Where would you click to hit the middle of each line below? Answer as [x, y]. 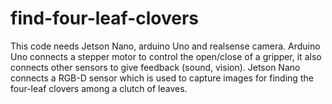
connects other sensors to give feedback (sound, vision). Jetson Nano [155, 67]
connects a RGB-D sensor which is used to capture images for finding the [162, 78]
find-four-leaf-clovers [104, 18]
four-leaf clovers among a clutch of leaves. [99, 88]
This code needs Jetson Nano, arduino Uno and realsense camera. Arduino [165, 46]
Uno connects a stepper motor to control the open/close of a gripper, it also [166, 56]
